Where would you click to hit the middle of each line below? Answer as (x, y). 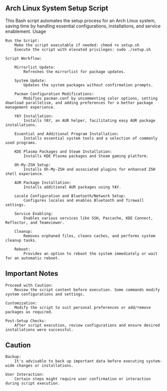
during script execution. (32, 383)
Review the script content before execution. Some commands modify (87, 290)
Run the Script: (22, 41)
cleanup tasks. (21, 240)
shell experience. (25, 174)
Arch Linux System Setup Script (57, 8)
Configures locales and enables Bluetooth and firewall (84, 200)
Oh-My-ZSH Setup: (33, 165)
